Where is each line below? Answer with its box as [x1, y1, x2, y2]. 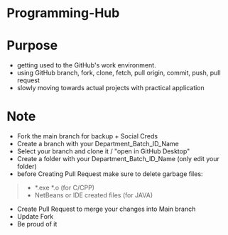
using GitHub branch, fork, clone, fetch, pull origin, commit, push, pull [16, 69, 221, 77]
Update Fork [16, 212, 54, 221]
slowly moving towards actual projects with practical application [16, 84, 205, 92]
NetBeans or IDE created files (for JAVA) [34, 191, 153, 200]
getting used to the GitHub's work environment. [16, 61, 157, 70]
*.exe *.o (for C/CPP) [34, 183, 95, 192]
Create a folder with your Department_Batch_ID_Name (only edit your [16, 155, 219, 163]
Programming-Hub [6, 5, 120, 21]
